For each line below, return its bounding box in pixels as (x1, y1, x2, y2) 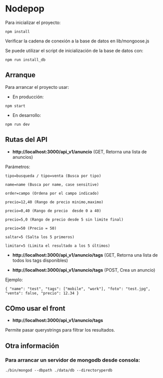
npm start (5, 103, 26, 108)
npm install (5, 29, 30, 34)
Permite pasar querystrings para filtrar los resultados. (5, 327, 116, 333)
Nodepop (5, 3, 45, 14)
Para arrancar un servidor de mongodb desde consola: (5, 357, 141, 364)
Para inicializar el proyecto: (5, 19, 61, 25)
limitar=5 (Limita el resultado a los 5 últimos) (5, 243, 111, 248)
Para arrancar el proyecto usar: (5, 84, 69, 90)
